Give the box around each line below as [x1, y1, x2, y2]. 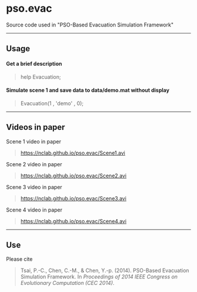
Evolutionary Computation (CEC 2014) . [20, 280, 115, 287]
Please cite [6, 256, 33, 263]
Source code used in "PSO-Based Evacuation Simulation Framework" [6, 21, 174, 28]
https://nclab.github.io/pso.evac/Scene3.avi [20, 194, 127, 202]
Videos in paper [6, 122, 66, 132]
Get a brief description [6, 60, 63, 67]
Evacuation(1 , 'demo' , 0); [20, 99, 84, 107]
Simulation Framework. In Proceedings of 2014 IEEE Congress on [20, 273, 178, 280]
